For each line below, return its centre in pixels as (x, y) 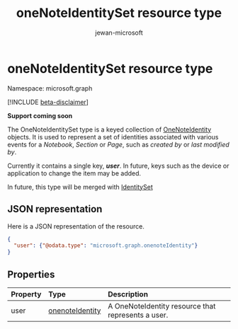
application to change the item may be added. (74, 173)
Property (26, 294)
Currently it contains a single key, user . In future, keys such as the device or (118, 166)
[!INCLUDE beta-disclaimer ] (48, 102)
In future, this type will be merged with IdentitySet (80, 187)
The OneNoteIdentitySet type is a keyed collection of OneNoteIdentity (109, 129)
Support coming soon (40, 115)
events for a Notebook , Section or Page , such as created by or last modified (119, 144)
